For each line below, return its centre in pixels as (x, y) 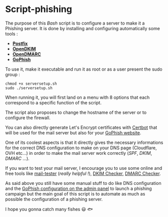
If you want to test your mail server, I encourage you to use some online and (84, 168)
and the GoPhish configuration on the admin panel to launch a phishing (78, 188)
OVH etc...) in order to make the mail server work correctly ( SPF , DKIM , (79, 153)
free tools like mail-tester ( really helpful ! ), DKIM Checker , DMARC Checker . (83, 173)
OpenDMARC (27, 54)
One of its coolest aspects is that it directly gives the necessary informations (84, 142)
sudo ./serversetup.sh (29, 88)
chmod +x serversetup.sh (31, 84)
